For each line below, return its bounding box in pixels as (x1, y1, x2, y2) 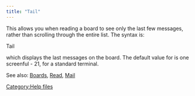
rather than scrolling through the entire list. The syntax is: (6, 31, 145, 38)
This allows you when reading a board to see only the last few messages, (6, 25, 183, 32)
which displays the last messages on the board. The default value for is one (6, 54, 189, 61)
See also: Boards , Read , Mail (6, 71, 75, 78)
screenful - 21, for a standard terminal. (6, 60, 99, 67)
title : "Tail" (6, 8, 41, 15)
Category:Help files (6, 83, 53, 90)
